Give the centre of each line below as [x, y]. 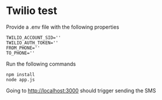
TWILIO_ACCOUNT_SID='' [34, 37]
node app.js [20, 80]
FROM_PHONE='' [23, 48]
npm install [20, 74]
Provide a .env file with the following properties [63, 27]
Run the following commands [41, 64]
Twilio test [31, 11]
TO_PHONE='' [20, 53]
